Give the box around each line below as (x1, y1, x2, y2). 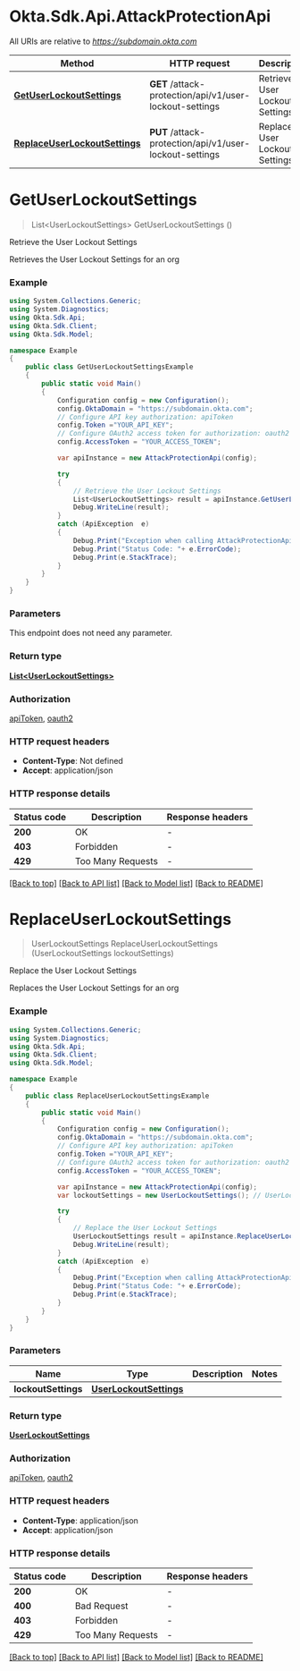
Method (60, 56, 95, 69)
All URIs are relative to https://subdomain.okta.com (9, 36, 197, 47)
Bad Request (74, 1599, 129, 1612)
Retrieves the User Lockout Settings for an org (9, 253, 180, 265)
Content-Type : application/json (21, 1514, 138, 1526)
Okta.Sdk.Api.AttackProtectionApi (9, 6, 271, 27)
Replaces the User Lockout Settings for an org (9, 982, 179, 994)
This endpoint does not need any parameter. (9, 628, 172, 639)
